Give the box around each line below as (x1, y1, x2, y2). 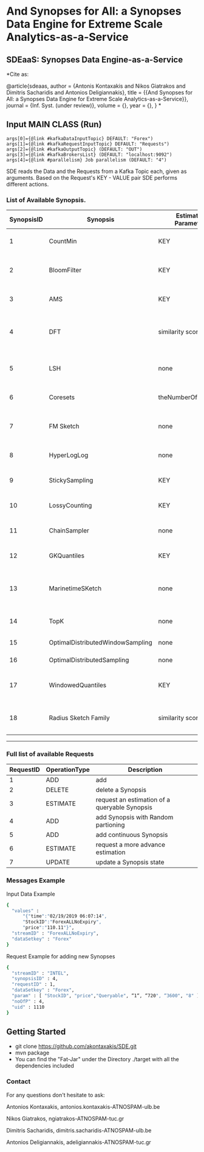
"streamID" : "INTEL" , (12, 970, 69, 976)
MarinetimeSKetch (49, 584, 102, 593)
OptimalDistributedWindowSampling (49, 638, 153, 647)
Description (127, 766, 163, 774)
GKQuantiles (49, 551, 85, 560)
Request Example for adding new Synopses (6, 952, 115, 960)
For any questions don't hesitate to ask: (6, 1091, 105, 1098)
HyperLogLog (49, 451, 89, 459)
